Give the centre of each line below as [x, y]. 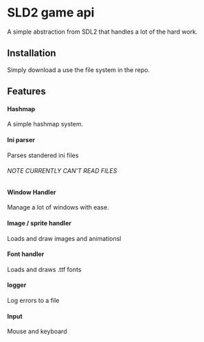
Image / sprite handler [39, 223]
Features [26, 92]
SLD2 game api [51, 13]
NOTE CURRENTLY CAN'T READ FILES [62, 171]
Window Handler [32, 192]
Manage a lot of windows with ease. [58, 207]
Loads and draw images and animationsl [64, 238]
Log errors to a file [33, 300]
